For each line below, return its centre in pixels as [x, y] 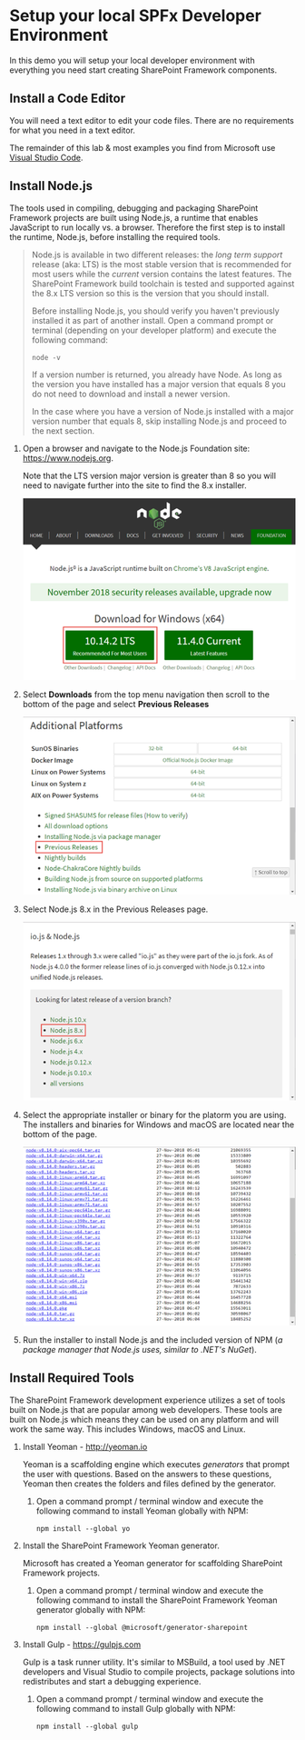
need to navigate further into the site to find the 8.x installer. [134, 485]
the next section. [63, 430]
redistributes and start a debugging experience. [112, 1681]
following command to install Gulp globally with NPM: [136, 1708]
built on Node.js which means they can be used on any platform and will [144, 1419]
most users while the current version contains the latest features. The [162, 274]
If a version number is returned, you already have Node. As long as [157, 375]
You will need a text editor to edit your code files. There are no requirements [152, 120]
